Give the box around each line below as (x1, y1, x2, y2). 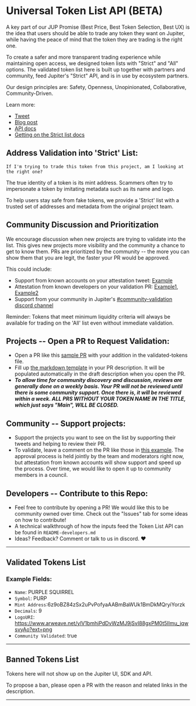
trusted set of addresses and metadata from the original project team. (6, 203, 174, 210)
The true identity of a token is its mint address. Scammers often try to (6, 179, 173, 186)
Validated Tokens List (6, 558, 86, 568)
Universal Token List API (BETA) (6, 4, 163, 18)
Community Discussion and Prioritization (6, 220, 159, 230)
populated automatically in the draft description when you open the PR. (14, 370, 185, 377)
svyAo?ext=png (14, 626, 52, 633)
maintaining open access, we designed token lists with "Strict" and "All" (6, 60, 178, 67)
